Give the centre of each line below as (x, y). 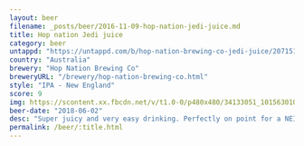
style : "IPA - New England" (62, 85)
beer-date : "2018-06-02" (56, 111)
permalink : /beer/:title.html (66, 128)
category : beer (38, 43)
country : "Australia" (50, 60)
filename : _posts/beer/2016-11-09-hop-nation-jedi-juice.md (125, 26)
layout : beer (34, 18)
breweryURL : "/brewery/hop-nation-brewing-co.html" (109, 77)
